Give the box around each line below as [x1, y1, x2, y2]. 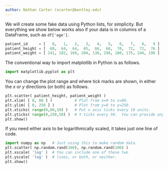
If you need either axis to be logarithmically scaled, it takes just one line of [5, 125, 158, 131]
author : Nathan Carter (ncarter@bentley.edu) [5, 7, 101, 12]
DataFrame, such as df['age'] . [5, 31, 69, 37]
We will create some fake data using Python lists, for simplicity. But [5, 21, 143, 27]
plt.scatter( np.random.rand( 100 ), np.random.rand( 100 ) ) [5, 145, 128, 150]
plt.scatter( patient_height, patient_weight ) [5, 93, 106, 98]
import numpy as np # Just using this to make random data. [5, 140, 137, 145]
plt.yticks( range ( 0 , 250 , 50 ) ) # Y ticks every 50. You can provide [5, 112, 155, 117]
